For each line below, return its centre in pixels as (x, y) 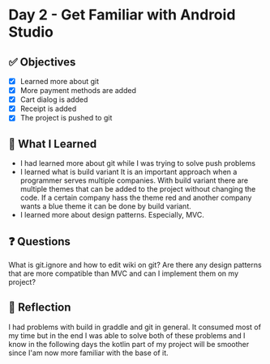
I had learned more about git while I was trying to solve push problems (138, 163)
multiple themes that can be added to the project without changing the (138, 189)
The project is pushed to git (66, 118)
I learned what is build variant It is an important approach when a (129, 172)
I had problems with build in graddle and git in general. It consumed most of (135, 327)
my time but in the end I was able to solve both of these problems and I (127, 335)
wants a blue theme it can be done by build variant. (106, 206)
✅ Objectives (42, 62)
